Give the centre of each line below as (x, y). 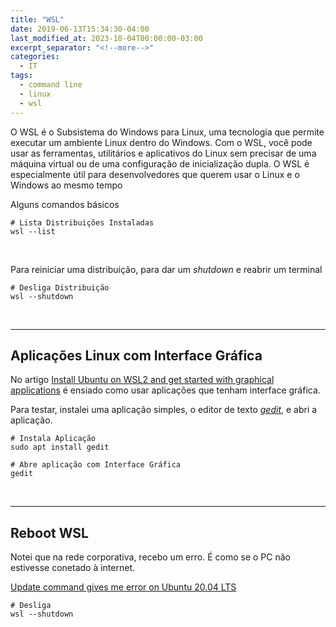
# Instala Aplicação (53, 439)
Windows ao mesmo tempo (66, 185)
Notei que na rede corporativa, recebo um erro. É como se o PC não (150, 557)
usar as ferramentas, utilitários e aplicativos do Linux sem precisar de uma (163, 153)
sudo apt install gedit (60, 447)
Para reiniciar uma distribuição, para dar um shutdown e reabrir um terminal (166, 269)
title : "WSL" (37, 19)
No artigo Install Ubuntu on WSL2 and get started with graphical (142, 380)
